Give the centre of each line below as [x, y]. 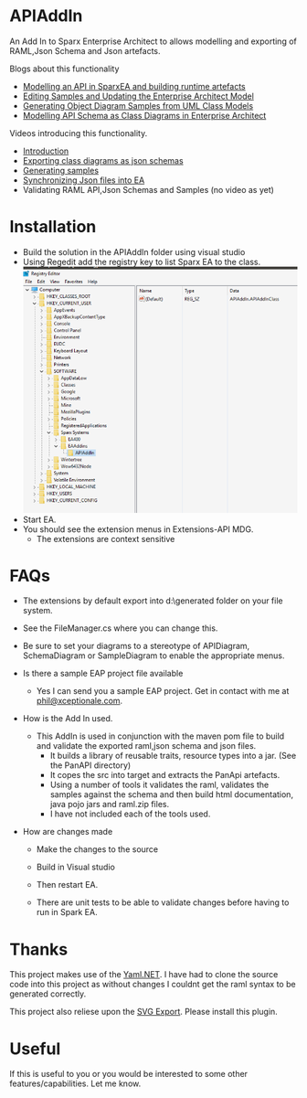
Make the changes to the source [97, 849]
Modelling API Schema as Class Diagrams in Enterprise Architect [144, 115]
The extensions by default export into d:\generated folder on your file [153, 601]
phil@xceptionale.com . [79, 701]
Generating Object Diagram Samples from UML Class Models [138, 105]
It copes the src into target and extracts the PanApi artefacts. [165, 775]
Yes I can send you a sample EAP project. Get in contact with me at [163, 691]
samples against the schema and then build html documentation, [172, 794]
